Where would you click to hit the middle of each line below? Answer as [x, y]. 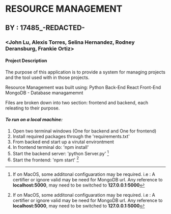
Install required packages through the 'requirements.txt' [71, 136]
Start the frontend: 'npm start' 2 [46, 159]
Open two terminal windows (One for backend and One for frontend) [84, 131]
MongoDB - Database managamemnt [44, 93]
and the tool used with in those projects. [47, 77]
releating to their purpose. [33, 108]
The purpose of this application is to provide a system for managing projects [85, 72]
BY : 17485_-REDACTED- [45, 28]
